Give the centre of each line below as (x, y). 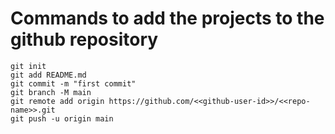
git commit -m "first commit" (73, 83)
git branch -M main (51, 92)
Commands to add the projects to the (167, 18)
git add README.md (48, 75)
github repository (84, 39)
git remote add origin (57, 101)
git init (28, 66)
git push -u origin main (62, 118)
